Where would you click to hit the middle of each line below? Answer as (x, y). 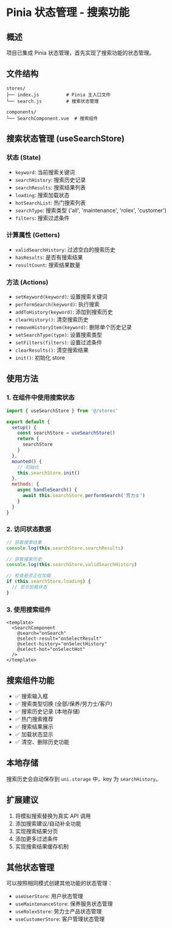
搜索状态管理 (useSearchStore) (65, 139)
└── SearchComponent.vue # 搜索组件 (52, 118)
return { (28, 439)
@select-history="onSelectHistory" (62, 644)
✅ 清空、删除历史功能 (42, 742)
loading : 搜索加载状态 (42, 195)
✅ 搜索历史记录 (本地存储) (47, 711)
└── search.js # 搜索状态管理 (53, 101)
